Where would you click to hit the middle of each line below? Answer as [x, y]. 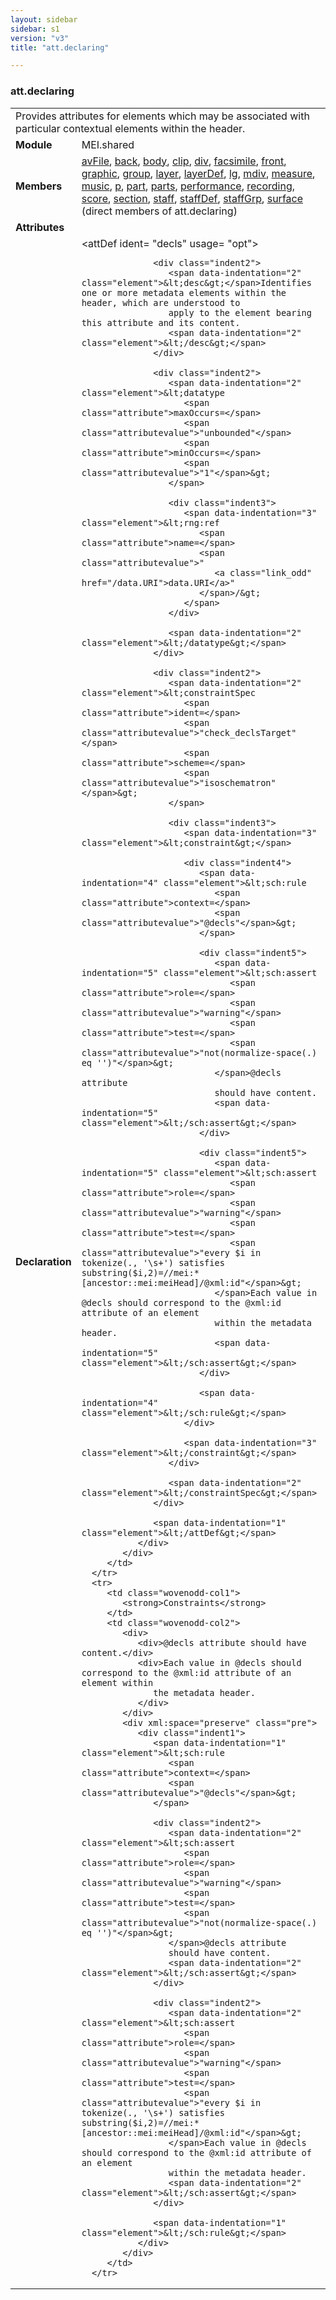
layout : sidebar [44, 19]
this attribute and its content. [161, 322]
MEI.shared [108, 144]
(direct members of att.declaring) [159, 211]
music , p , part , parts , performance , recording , [188, 186]
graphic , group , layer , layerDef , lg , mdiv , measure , [198, 173]
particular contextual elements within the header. [130, 128]
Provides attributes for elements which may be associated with [162, 116]
